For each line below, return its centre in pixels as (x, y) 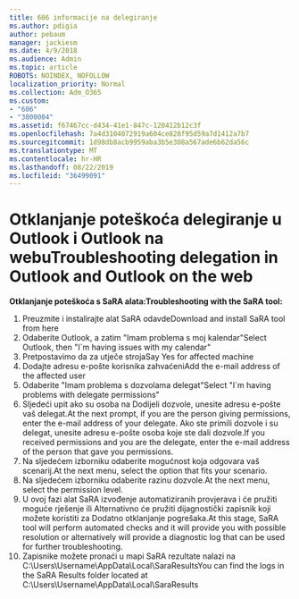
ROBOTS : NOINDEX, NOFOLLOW (59, 76)
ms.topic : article (43, 68)
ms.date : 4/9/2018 (43, 51)
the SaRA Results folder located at (85, 575)
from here (41, 328)
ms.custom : (29, 101)
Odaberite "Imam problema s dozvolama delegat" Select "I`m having (147, 385)
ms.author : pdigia (43, 26)
